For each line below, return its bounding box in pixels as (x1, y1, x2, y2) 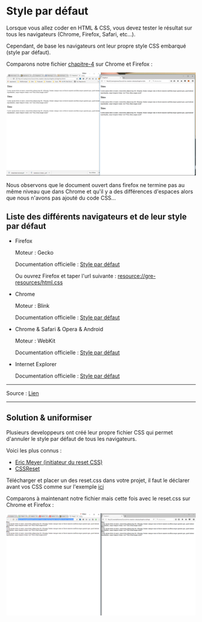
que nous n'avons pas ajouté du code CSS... (6, 194, 116, 202)
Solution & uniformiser (6, 413, 92, 423)
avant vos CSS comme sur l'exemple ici (6, 483, 104, 490)
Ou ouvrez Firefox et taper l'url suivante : (14, 272, 117, 279)
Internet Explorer (14, 360, 57, 367)
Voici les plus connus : (6, 446, 62, 454)
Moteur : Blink (14, 302, 50, 309)
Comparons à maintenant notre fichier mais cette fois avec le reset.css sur (6, 495, 191, 502)
